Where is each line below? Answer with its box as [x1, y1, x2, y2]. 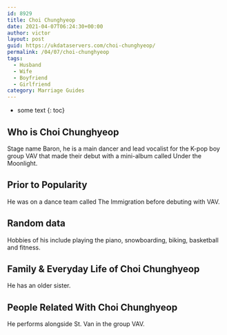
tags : [7, 55, 23, 62]
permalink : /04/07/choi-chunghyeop [7, 49, 110, 56]
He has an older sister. [7, 281, 71, 290]
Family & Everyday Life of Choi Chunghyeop [7, 263, 200, 275]
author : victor [7, 29, 51, 37]
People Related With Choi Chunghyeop [7, 301, 178, 313]
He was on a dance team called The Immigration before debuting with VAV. [7, 198, 220, 206]
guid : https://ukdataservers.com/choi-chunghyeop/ [7, 42, 156, 49]
